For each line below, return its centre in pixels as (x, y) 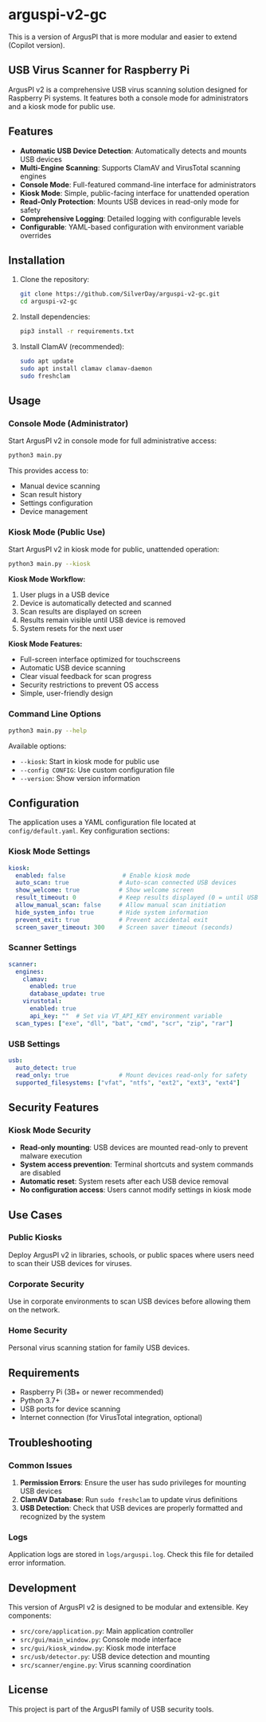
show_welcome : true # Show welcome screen (105, 890)
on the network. (34, 1310)
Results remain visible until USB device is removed (102, 620)
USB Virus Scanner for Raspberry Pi (99, 71)
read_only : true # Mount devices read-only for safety (131, 1075)
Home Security (38, 1331)
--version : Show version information (80, 778)
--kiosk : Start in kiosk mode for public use (90, 761)
